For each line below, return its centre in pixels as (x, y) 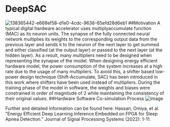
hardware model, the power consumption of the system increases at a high (84, 66)
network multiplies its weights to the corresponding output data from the (81, 39)
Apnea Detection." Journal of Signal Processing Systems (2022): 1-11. (78, 119)
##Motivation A (144, 23)
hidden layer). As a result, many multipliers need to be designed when (79, 55)
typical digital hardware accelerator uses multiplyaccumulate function (78, 28)
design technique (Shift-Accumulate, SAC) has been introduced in (89, 77)
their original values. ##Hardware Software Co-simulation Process (75, 98)
